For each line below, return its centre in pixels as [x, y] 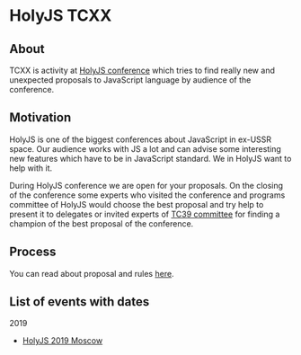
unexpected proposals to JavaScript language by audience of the [130, 80]
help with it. [31, 168]
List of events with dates [80, 302]
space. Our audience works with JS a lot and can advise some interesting [145, 148]
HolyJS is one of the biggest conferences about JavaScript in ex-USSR [141, 139]
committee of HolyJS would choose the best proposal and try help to [137, 204]
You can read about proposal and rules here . [92, 273]
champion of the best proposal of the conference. [102, 223]
